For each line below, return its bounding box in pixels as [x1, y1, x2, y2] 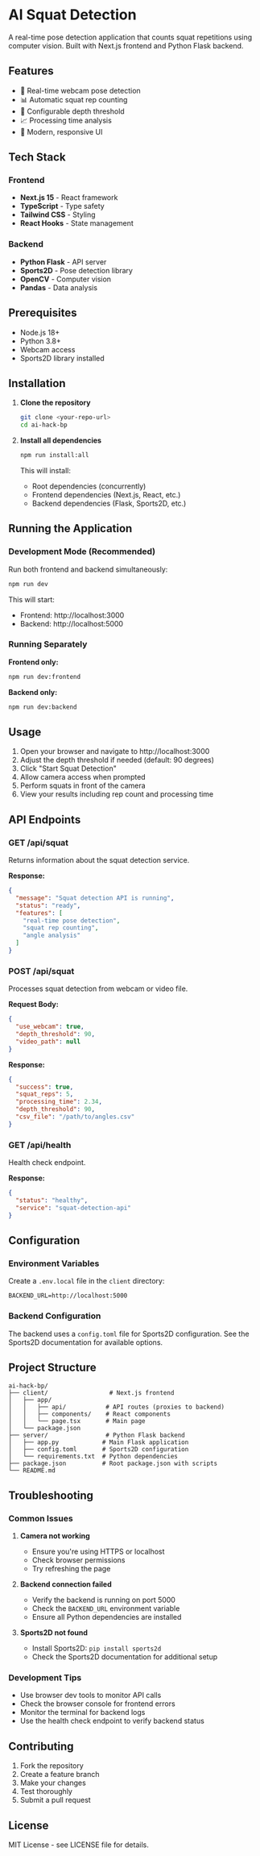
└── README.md [8, 1467, 56, 1475]
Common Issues [8, 1513, 74, 1524]
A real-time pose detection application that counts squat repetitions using [8, 32, 253, 42]
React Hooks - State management [19, 218, 134, 228]
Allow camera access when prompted [19, 772, 147, 782]
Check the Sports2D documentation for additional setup [31, 1652, 218, 1662]
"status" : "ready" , [15, 901, 81, 909]
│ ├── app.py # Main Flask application [8, 1438, 189, 1446]
